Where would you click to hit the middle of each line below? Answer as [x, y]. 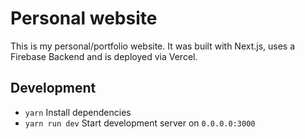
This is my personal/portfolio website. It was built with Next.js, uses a [153, 46]
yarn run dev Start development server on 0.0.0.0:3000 [140, 123]
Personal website [84, 18]
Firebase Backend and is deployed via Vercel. [104, 56]
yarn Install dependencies [78, 112]
